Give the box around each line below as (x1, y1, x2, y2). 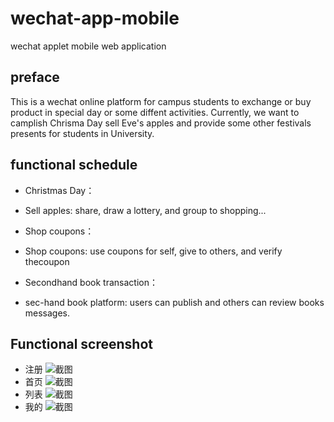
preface (10, 69, 60, 86)
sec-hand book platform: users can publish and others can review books (24, 296, 325, 308)
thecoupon (24, 255, 70, 267)
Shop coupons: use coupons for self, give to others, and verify (24, 245, 283, 257)
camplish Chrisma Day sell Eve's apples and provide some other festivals (10, 117, 312, 129)
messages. (24, 307, 71, 319)
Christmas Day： (24, 184, 95, 196)
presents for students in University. (10, 127, 155, 139)
